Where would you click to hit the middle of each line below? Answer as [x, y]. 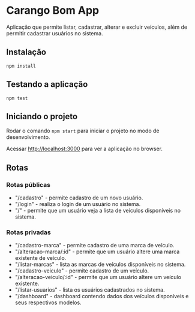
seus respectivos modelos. [48, 302]
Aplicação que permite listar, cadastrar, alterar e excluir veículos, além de [97, 27]
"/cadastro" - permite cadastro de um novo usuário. [79, 198]
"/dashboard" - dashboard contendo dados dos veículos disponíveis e [102, 296]
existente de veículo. [40, 258]
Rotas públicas [28, 184]
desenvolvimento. [28, 137]
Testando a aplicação [47, 84]
